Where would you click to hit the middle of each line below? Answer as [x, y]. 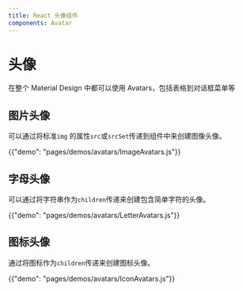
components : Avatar [40, 23]
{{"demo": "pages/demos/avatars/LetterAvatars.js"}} [94, 216]
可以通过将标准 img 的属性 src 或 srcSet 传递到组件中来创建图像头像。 [117, 136]
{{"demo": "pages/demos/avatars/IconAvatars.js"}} [92, 278]
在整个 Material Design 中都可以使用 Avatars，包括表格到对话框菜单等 [122, 88]
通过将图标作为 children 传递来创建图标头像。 [82, 262]
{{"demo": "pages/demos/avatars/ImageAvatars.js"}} [95, 152]
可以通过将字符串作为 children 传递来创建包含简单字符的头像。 [109, 200]
